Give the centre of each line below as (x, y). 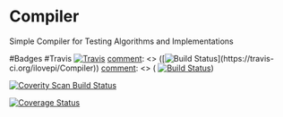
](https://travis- (246, 58)
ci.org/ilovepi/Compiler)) (55, 68)
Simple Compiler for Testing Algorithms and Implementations (122, 41)
